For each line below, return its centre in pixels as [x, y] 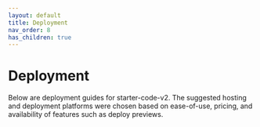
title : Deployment [38, 23]
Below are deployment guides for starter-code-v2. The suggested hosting [127, 98]
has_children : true [40, 37]
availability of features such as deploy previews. [86, 114]
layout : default [34, 15]
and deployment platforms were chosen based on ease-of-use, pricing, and [130, 106]
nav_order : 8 [29, 30]
